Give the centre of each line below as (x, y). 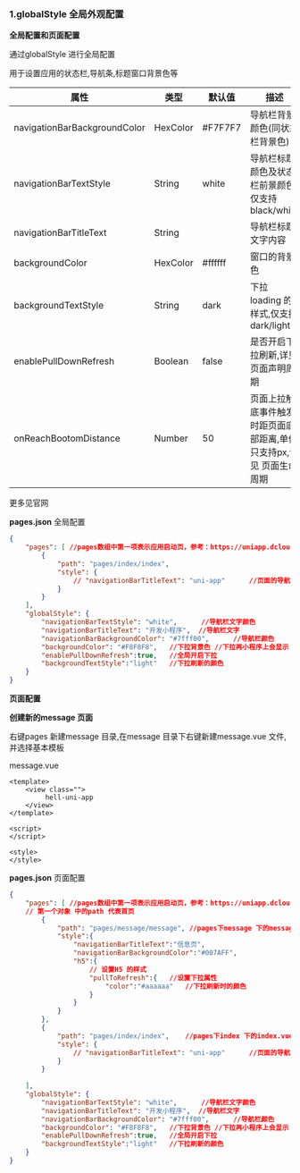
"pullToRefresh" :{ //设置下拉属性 (153, 978)
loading (265, 300)
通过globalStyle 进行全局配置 (62, 55)
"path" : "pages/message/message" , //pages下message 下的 (163, 928)
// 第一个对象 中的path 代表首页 (80, 911)
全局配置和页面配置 (45, 35)
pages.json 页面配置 (47, 878)
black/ (263, 210)
